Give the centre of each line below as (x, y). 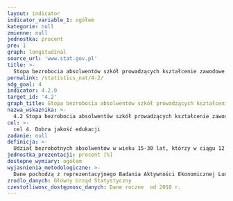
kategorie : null (31, 26)
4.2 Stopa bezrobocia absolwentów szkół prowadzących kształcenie (111, 116)
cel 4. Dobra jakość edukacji (57, 129)
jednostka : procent (35, 39)
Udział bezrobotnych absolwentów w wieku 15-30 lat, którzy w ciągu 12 (119, 149)
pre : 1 (17, 46)
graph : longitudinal (37, 52)
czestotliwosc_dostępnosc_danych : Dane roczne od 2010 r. (94, 187)
